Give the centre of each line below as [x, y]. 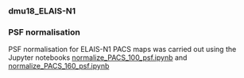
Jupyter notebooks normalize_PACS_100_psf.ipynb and [98, 58]
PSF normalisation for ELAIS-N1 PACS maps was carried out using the [122, 50]
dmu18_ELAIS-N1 [42, 11]
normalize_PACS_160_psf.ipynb [59, 66]
